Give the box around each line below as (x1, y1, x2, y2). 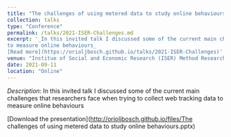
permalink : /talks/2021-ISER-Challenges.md (7, 29, 134, 36)
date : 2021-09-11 (7, 61, 57, 68)
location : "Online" (7, 67, 63, 74)
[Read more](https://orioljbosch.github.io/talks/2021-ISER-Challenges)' (7, 49, 223, 56)
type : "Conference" (7, 23, 63, 30)
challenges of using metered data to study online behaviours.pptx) (7, 122, 196, 130)
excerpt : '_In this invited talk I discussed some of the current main (7, 36, 217, 43)
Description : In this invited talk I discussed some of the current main (7, 87, 200, 95)
